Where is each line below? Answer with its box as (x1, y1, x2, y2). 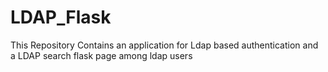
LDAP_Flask (10, 6, 112, 29)
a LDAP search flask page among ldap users (10, 49, 193, 61)
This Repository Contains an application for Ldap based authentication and (10, 39, 319, 51)
